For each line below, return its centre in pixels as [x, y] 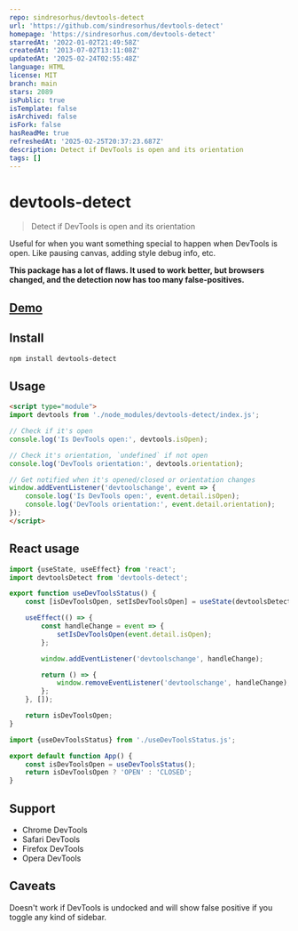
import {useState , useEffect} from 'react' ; [93, 569]
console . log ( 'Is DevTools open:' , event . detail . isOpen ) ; [133, 496]
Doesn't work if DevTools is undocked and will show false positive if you [141, 907]
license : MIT [33, 76]
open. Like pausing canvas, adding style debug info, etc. [113, 253]
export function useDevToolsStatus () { [83, 594]
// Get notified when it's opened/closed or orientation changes [132, 480]
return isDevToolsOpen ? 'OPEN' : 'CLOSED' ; [109, 773]
